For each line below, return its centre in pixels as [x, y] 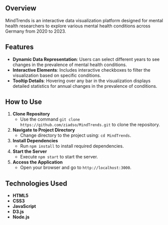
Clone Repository [31, 114]
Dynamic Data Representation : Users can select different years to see [86, 59]
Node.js [21, 217]
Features [19, 47]
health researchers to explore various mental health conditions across [78, 26]
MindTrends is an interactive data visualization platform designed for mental [84, 20]
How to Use [24, 102]
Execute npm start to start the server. [59, 157]
